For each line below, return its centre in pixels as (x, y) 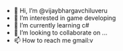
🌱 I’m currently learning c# (51, 25)
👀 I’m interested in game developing (65, 18)
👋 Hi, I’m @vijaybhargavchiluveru (60, 11)
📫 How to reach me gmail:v (53, 40)
